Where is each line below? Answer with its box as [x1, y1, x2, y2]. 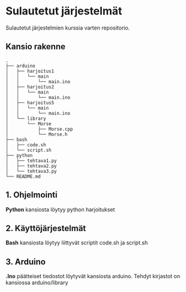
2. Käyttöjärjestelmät [5, 223, 86, 233]
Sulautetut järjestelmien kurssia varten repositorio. [5, 24, 130, 31]
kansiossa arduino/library [5, 279, 68, 287]
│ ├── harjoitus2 [5, 84, 55, 90]
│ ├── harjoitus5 [5, 99, 55, 106]
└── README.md [5, 173, 41, 179]
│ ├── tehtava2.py [5, 163, 58, 169]
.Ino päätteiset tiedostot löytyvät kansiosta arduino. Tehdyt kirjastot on [5, 273, 181, 280]
